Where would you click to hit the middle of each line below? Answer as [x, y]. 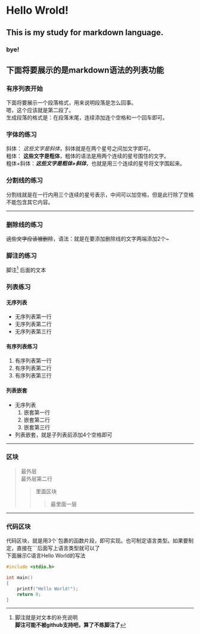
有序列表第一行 [33, 361]
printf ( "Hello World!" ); [48, 589]
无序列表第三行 [33, 332]
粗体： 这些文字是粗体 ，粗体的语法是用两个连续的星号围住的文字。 [88, 156]
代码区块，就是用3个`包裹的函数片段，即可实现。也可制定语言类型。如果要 [97, 541]
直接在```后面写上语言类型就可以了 [58, 548]
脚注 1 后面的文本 [26, 270]
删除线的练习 [25, 224]
